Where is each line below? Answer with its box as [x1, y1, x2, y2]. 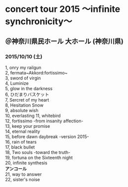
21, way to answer [5, 171, 42, 177]
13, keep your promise [5, 123, 50, 129]
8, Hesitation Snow [5, 102, 43, 108]
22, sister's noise [5, 176, 41, 182]
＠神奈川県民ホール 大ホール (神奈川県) [5, 37, 124, 45]
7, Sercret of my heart [5, 97, 49, 103]
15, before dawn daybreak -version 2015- [5, 133, 89, 140]
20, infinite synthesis [5, 160, 48, 166]
